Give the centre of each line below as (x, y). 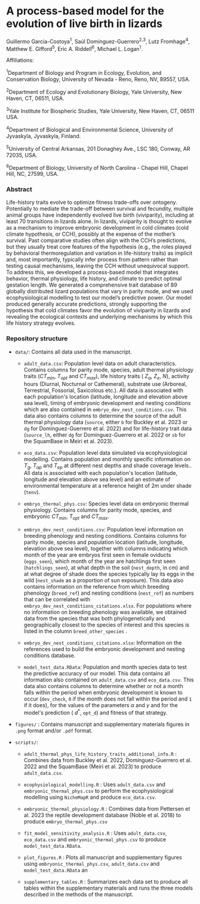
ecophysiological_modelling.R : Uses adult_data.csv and (95, 784)
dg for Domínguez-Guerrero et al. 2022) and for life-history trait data (108, 428)
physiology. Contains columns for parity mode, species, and (98, 510)
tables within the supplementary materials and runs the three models (108, 888)
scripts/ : (27, 742)
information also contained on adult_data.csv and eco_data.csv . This (109, 680)
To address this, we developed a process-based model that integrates (93, 272)
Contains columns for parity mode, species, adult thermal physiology (109, 370)
